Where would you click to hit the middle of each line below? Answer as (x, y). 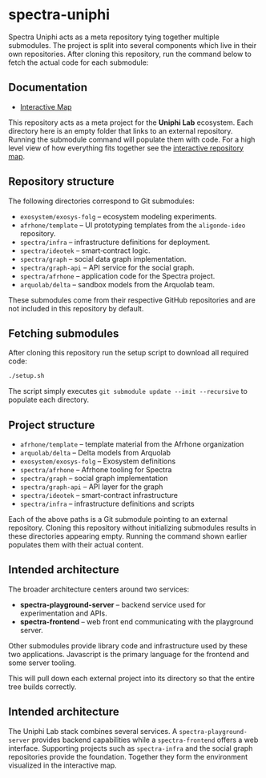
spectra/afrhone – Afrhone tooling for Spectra (96, 470)
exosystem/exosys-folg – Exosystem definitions (98, 461)
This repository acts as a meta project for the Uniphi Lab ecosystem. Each (131, 122)
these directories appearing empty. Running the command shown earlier (128, 536)
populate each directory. (49, 400)
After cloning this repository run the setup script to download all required (129, 353)
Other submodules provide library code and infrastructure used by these (128, 645)
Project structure (52, 425)
